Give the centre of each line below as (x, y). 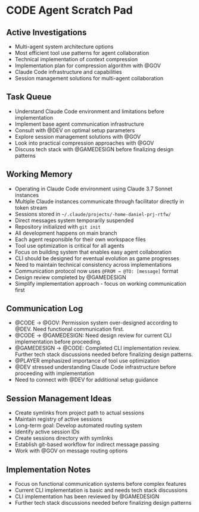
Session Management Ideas (59, 399)
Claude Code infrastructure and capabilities (68, 72)
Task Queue (29, 97)
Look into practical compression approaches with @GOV (84, 143)
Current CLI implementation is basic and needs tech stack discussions (101, 490)
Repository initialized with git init (58, 226)
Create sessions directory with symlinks (64, 438)
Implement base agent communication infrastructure (79, 124)
